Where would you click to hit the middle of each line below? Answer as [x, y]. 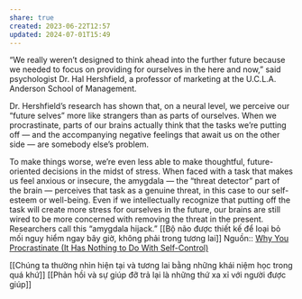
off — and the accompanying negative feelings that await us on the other [145, 135]
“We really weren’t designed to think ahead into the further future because [147, 60]
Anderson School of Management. [73, 89]
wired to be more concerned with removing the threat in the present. [137, 219]
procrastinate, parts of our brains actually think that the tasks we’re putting [148, 125]
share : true [32, 18]
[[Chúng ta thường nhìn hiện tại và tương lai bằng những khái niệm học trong [151, 266]
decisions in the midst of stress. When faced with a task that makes [167, 171]
